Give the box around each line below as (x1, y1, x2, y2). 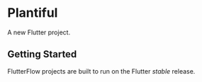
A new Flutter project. (7, 28, 71, 36)
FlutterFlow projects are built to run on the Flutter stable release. (7, 67, 196, 75)
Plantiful (7, 5, 58, 21)
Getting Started (7, 48, 77, 60)
